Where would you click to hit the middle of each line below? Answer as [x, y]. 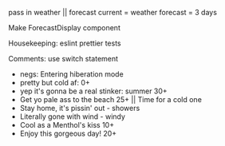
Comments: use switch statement [63, 59]
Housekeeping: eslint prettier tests [65, 43]
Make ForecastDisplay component [65, 28]
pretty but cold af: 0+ [55, 83]
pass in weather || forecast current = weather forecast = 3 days [113, 12]
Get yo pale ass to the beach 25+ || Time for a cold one [111, 99]
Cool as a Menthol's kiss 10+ [67, 125]
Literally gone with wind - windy [73, 116]
